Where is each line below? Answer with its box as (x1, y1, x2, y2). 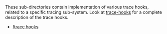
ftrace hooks (12, 24, 39, 30)
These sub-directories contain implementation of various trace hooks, (5, 4, 149, 10)
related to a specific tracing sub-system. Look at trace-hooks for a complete (5, 9, 162, 15)
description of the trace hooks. (5, 15, 69, 20)
